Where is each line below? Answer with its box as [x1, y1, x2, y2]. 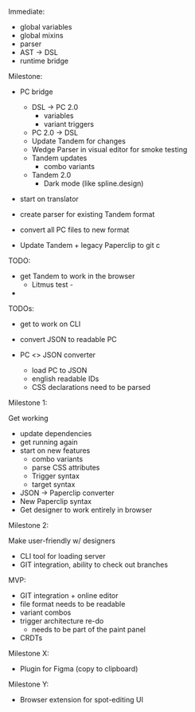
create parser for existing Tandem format [19, 210, 155, 218]
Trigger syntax [31, 471, 80, 481]
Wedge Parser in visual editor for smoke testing [31, 145, 188, 154]
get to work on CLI [19, 319, 81, 328]
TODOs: [8, 304, 34, 313]
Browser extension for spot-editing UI [19, 695, 143, 704]
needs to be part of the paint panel [31, 625, 146, 634]
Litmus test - [31, 280, 74, 289]
